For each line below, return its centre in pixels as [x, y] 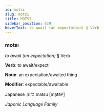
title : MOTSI [18, 19]
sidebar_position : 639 [28, 23]
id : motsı [15, 10]
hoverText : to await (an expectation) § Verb [52, 28]
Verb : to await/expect [27, 65]
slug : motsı [17, 14]
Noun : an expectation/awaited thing [41, 75]
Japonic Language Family [31, 104]
